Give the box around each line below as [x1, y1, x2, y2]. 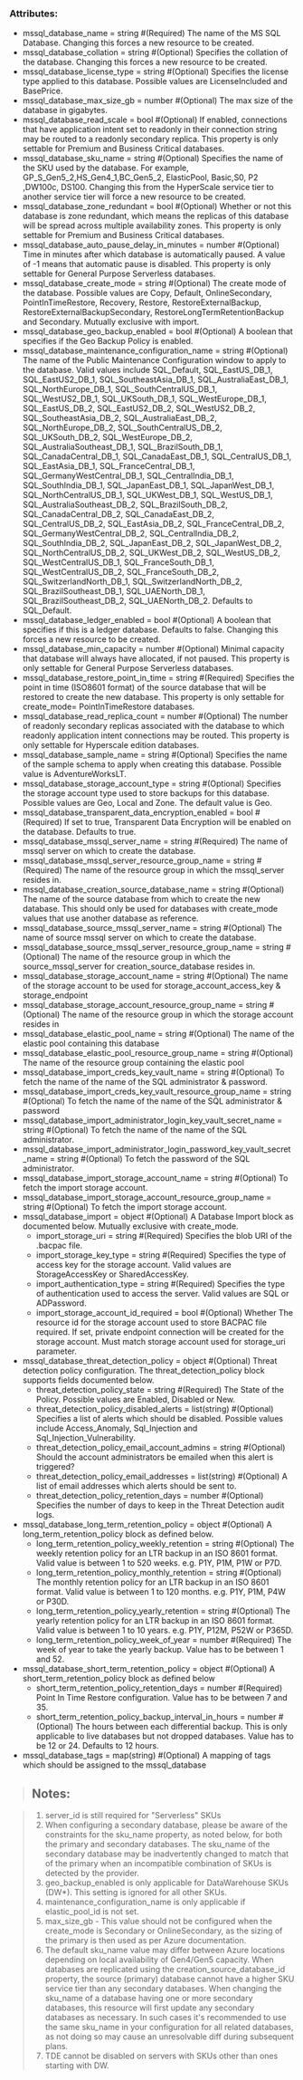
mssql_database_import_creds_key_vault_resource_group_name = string [22, 1086, 292, 1098]
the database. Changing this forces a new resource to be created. [22, 57, 269, 68]
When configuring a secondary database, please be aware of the [44, 1819, 288, 1831]
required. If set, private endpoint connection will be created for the [35, 1327, 285, 1337]
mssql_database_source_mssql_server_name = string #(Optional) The [22, 923, 282, 934]
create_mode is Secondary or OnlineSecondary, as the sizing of [44, 1925, 283, 1936]
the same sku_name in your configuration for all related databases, [44, 2022, 294, 2033]
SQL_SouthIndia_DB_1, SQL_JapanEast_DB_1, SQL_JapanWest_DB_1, [22, 480, 275, 491]
